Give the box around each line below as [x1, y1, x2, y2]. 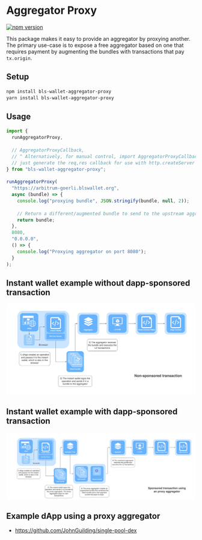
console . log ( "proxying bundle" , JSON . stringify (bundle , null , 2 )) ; [17, 198, 190, 204]
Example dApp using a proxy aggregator [6, 511, 161, 521]
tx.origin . [6, 54, 32, 61]
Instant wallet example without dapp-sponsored [6, 278, 191, 288]
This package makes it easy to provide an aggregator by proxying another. [6, 35, 191, 42]
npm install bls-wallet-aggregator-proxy [6, 88, 112, 94]
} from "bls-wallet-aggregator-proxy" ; [6, 166, 106, 172]
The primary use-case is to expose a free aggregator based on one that [6, 41, 184, 49]
